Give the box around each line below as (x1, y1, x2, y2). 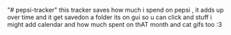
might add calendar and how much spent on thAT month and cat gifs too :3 (7, 21, 223, 28)
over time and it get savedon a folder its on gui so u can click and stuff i (7, 13, 212, 21)
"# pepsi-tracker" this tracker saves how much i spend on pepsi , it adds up (7, 6, 224, 14)
